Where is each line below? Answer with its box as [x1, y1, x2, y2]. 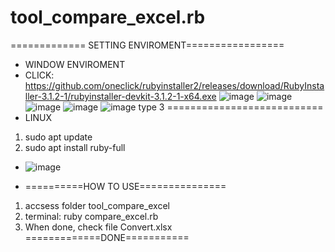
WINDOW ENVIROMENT [24, 58, 126, 70]
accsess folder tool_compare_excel [24, 199, 170, 211]
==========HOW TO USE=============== [24, 180, 227, 192]
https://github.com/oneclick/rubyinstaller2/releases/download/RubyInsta [24, 79, 325, 91]
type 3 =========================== [138, 101, 324, 113]
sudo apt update [24, 131, 93, 143]
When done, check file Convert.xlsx [24, 221, 173, 233]
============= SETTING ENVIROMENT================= [10, 39, 285, 51]
